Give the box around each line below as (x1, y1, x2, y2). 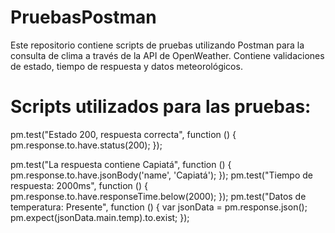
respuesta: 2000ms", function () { (10, 179, 148, 191)
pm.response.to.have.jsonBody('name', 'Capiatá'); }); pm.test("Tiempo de (10, 169, 313, 181)
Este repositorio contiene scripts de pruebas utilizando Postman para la (10, 39, 305, 51)
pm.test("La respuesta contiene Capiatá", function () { (10, 158, 232, 170)
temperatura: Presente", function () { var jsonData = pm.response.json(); (10, 201, 308, 213)
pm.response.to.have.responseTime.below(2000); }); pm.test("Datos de (10, 190, 307, 202)
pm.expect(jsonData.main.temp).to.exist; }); (10, 211, 190, 223)
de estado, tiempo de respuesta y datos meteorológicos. (10, 60, 243, 72)
